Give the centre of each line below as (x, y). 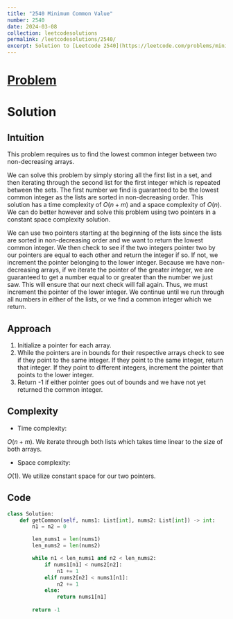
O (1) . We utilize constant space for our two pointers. (81, 476)
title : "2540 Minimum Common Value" (60, 14)
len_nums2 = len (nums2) (66, 546)
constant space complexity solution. (59, 220)
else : (52, 591)
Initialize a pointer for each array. (64, 345)
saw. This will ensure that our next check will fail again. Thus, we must (107, 285)
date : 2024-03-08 (32, 26)
